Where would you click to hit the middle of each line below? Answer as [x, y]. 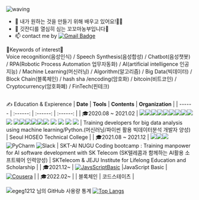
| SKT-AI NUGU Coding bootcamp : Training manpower [123, 146]
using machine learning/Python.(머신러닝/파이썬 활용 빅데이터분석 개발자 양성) [98, 130]
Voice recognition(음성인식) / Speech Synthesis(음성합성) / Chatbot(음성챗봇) [98, 57]
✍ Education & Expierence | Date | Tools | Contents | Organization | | [92, 104]
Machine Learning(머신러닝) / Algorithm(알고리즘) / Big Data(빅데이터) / [107, 72]
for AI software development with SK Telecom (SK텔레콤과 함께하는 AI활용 [95, 153]
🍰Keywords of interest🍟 [35, 50]
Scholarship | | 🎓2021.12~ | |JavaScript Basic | [87, 167]
